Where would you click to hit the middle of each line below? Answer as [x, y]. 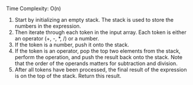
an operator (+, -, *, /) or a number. [57, 38]
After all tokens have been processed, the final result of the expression [101, 69]
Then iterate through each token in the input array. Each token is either [101, 32]
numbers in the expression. [48, 26]
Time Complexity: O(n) [34, 8]
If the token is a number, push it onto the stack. [72, 45]
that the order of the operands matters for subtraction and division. [96, 63]
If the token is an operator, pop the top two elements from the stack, [98, 51]
